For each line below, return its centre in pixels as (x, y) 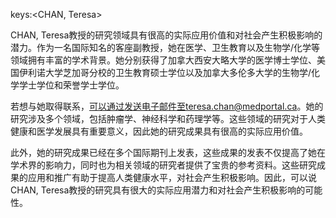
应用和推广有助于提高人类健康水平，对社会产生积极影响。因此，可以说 (172, 177)
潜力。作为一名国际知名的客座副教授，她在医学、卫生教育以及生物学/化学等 (165, 47)
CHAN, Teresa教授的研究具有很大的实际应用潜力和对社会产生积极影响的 (158, 190)
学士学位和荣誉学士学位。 (71, 85)
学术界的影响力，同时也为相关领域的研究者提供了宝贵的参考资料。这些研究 (163, 165)
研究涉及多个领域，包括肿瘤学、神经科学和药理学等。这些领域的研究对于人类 (168, 118)
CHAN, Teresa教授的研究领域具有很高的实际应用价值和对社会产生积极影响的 (166, 35)
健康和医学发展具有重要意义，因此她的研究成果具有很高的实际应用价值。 (159, 131)
